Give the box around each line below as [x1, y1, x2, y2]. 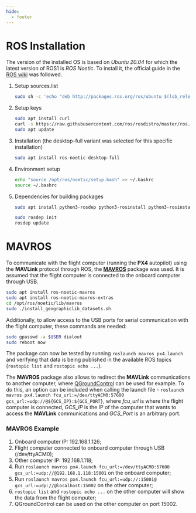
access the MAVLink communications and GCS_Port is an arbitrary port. [6, 410, 181, 417]
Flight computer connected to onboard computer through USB [14, 444, 165, 451]
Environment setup [14, 165, 60, 172]
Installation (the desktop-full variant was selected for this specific [14, 137, 173, 144]
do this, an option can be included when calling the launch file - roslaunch [6, 386, 184, 393]
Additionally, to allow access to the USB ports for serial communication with [6, 316, 188, 323]
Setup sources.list [14, 83, 59, 90]
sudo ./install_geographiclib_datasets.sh [6, 305, 111, 311]
